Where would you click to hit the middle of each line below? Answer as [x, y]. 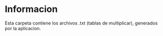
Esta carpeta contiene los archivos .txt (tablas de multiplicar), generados [81, 23]
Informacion [31, 9]
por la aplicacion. [23, 28]
